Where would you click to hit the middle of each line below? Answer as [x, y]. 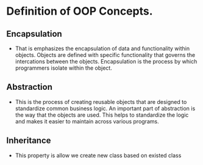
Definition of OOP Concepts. [80, 11]
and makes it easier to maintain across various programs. [87, 121]
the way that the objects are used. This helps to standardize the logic [102, 115]
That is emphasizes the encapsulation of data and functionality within [102, 48]
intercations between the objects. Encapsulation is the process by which [106, 61]
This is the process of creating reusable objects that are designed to [101, 101]
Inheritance [29, 141]
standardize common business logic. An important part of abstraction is [105, 108]
